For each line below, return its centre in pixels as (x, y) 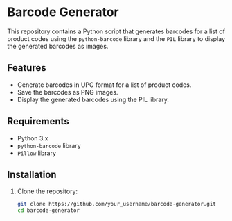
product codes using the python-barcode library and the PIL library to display (116, 38)
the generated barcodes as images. (58, 46)
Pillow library (37, 153)
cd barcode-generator (48, 211)
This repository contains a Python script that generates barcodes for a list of (116, 31)
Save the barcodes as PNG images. (68, 92)
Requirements (38, 121)
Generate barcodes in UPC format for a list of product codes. (104, 85)
